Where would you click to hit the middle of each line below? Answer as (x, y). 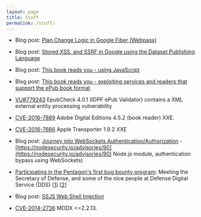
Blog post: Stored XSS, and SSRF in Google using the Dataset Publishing (105, 52)
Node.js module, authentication (152, 154)
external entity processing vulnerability (63, 106)
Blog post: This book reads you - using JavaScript (77, 70)
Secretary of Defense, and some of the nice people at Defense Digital (101, 178)
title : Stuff (23, 17)
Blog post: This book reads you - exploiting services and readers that (101, 81)
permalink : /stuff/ (31, 23)
